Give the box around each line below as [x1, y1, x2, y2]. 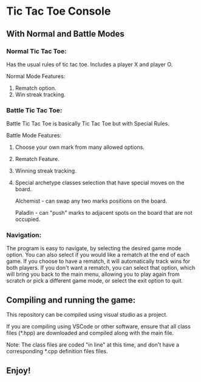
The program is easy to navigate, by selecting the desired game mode [6, 245, 182, 252]
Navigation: [6, 231, 41, 239]
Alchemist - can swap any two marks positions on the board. [15, 197, 168, 205]
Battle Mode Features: [6, 132, 62, 139]
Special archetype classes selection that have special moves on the [15, 179, 185, 187]
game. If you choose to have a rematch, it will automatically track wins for [6, 258, 191, 265]
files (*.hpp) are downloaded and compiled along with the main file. [6, 330, 174, 337]
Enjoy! [6, 365, 31, 376]
